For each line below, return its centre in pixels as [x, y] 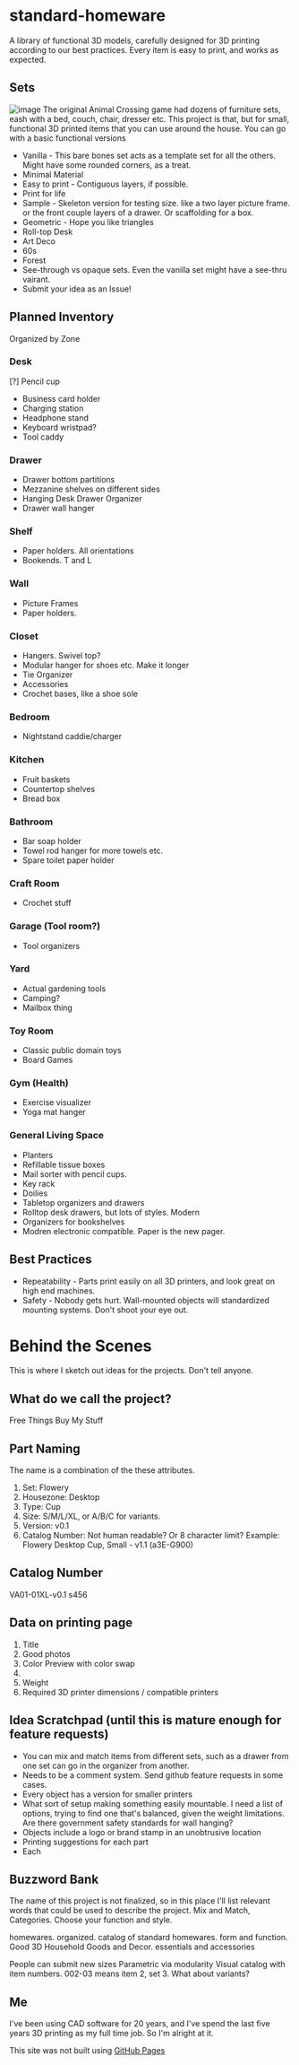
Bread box [41, 798]
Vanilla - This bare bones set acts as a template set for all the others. [149, 155]
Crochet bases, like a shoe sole [80, 694]
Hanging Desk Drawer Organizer [82, 499]
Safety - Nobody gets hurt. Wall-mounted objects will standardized [146, 1300]
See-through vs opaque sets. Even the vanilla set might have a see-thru [154, 269]
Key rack [38, 1183]
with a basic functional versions [68, 138]
